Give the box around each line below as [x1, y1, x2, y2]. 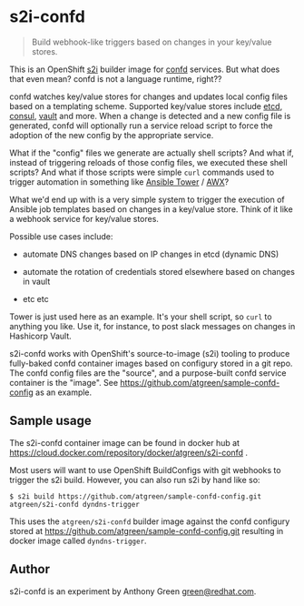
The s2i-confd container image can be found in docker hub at [9, 437, 240, 448]
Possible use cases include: [9, 230, 113, 242]
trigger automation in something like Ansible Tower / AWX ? [9, 176, 230, 187]
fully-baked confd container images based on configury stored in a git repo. [9, 358, 293, 369]
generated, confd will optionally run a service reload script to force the [9, 120, 273, 131]
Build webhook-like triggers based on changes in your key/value [31, 36, 272, 47]
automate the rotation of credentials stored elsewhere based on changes [22, 266, 295, 277]
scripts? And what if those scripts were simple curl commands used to [9, 167, 275, 177]
